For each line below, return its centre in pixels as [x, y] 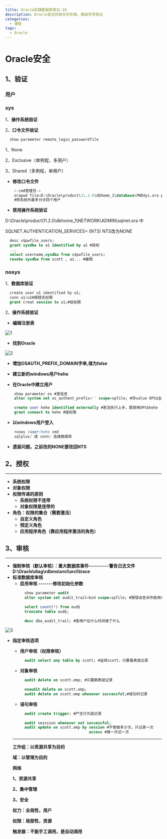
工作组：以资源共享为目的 [39, 747]
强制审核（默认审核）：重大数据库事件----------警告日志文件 [74, 566]
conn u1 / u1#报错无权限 [31, 297]
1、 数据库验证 [19, 283]
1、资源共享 [24, 779]
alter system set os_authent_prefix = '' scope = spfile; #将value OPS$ [86, 399]
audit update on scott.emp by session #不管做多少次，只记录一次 [89, 728]
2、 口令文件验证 [22, 130]
